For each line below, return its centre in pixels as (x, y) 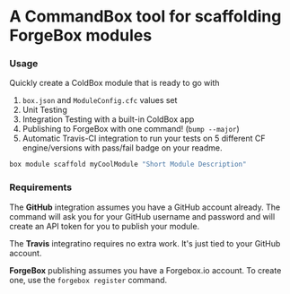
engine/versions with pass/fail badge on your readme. (122, 148)
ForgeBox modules (81, 35)
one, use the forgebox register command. (88, 280)
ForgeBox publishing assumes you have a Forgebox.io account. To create (145, 270)
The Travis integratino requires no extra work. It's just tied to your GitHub (145, 243)
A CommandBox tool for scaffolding (145, 17)
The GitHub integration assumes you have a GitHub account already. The (145, 207)
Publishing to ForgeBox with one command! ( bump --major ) (131, 129)
